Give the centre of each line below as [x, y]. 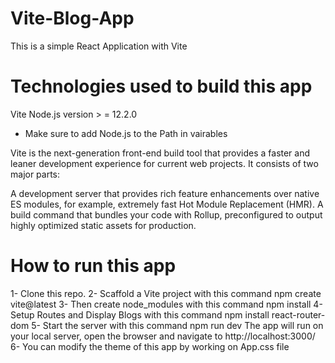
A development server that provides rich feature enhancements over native [165, 193]
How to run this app [93, 266]
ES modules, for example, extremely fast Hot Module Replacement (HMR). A [167, 204]
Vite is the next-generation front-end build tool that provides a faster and [160, 153]
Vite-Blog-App [72, 18]
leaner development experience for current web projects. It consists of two [164, 163]
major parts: [35, 174]
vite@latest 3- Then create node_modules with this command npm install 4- [166, 304]
